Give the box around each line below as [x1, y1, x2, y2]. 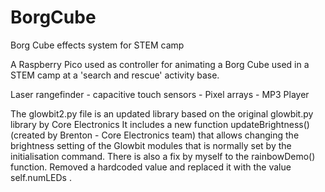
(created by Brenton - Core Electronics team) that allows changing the [10, 129, 300, 141]
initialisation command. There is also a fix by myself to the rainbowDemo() [10, 150, 316, 162]
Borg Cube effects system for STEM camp [10, 39, 185, 51]
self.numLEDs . [10, 171, 72, 183]
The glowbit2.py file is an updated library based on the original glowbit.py [10, 107, 314, 120]
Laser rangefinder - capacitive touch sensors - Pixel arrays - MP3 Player [10, 88, 310, 100]
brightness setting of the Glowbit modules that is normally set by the [10, 139, 292, 151]
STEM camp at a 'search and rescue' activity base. [10, 69, 220, 81]
